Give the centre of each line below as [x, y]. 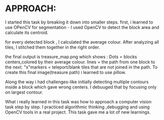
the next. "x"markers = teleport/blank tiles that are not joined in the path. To [81, 67]
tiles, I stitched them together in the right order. [53, 47]
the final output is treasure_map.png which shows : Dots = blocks [71, 56]
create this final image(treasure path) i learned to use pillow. [66, 72]
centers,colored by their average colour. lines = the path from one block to [80, 62]
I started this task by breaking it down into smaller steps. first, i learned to [79, 22]
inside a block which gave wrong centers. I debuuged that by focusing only [81, 87]
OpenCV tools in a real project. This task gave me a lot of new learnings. [78, 112]
